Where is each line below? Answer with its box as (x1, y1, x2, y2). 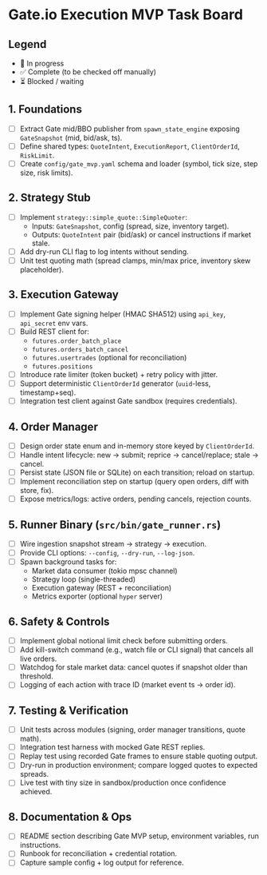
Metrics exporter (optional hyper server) (31, 591, 163, 601)
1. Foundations (8, 102, 82, 117)
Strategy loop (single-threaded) (31, 575, 136, 584)
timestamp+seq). (19, 388, 77, 397)
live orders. (19, 654, 57, 664)
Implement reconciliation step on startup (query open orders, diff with (19, 477, 249, 487)
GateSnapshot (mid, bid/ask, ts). (19, 133, 123, 142)
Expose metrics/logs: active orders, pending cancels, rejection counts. (19, 494, 252, 504)
